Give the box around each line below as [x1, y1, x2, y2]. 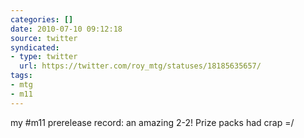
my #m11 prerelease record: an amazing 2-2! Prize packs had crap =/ [10, 116, 295, 128]
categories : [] [10, 14, 74, 25]
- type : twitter [10, 52, 78, 62]
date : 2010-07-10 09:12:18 [10, 24, 123, 34]
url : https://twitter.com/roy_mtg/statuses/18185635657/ [19, 61, 262, 71]
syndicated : [10, 42, 60, 53]
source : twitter [10, 33, 78, 43]
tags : [10, 71, 33, 81]
